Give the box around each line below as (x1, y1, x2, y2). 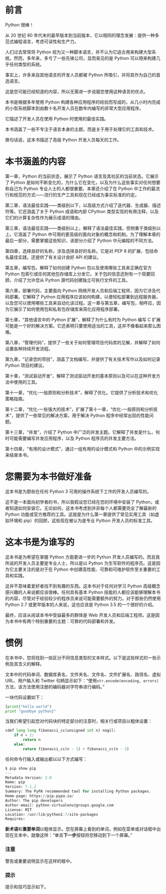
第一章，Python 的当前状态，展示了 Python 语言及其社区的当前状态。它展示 (5, 173, 159, 179)
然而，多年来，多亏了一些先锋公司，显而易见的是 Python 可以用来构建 (13, 55, 157, 61)
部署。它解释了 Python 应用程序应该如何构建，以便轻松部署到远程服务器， (9, 294, 161, 300)
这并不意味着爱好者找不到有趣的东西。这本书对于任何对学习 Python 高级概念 (5, 583, 161, 589)
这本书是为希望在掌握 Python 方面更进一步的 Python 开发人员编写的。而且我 (5, 554, 160, 560)
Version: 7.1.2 (5, 784, 37, 789)
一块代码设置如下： (5, 694, 44, 700)
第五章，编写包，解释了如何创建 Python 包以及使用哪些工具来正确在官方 (5, 265, 152, 270)
